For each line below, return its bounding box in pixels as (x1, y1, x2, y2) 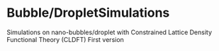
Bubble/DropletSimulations (6, 5, 170, 21)
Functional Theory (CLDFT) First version (6, 35, 125, 43)
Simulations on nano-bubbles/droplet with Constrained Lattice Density (6, 28, 213, 36)
